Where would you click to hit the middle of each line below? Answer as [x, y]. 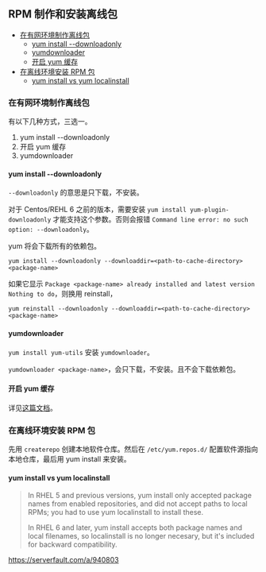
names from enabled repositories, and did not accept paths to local [137, 504]
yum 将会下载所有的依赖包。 [55, 246]
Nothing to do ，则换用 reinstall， [63, 294]
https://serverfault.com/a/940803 [64, 560]
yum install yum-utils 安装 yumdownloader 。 [81, 352]
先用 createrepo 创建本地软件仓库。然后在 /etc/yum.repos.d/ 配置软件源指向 [133, 449]
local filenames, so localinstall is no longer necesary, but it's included [141, 536]
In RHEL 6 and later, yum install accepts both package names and [135, 528]
